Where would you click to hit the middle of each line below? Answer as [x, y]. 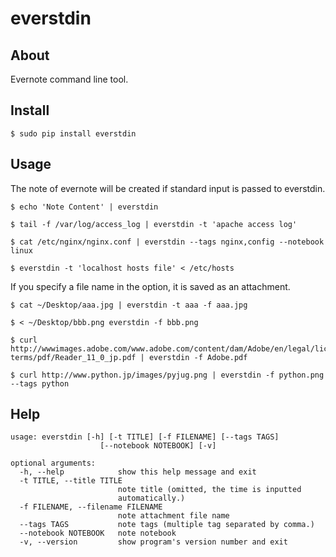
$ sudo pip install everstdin [73, 133]
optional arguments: [53, 463]
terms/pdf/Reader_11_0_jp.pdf [73, 357]
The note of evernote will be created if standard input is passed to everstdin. [168, 188]
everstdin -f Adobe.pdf [198, 357]
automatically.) [151, 498]
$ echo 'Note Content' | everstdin [84, 207]
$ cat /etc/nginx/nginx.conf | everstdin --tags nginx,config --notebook [167, 242]
